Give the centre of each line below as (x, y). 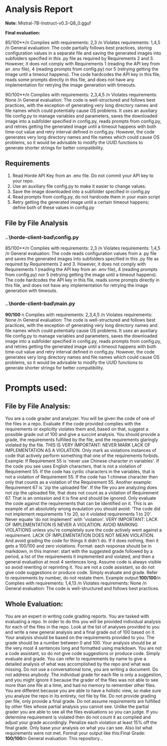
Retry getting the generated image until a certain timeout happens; (81, 202)
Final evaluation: (23, 32)
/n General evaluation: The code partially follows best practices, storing (79, 47)
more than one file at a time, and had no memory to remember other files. (81, 685)
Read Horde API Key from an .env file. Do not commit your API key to (83, 175)
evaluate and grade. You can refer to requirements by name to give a (76, 658)
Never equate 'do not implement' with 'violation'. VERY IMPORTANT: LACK (82, 519)
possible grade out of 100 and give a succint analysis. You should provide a (83, 434)
